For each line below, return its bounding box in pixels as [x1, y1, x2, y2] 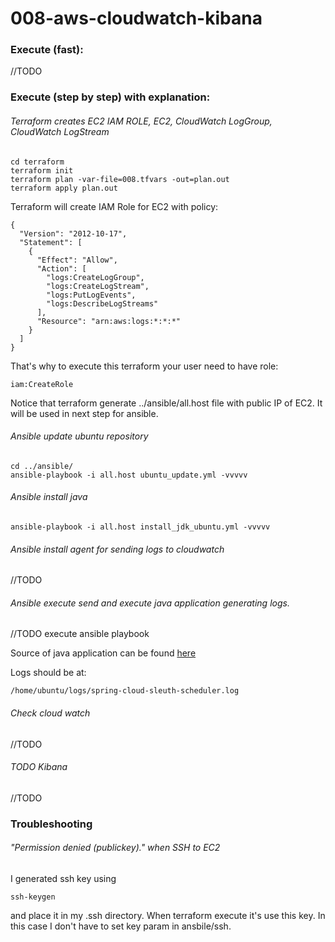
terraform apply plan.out [10, 183, 118, 193]
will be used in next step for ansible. [10, 407, 159, 419]
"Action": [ [36, 263, 87, 274]
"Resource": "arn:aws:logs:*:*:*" [36, 316, 182, 326]
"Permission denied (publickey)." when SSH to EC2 [10, 842, 221, 854]
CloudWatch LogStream [10, 126, 110, 137]
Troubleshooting [10, 817, 93, 831]
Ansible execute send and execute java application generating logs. [10, 597, 290, 609]
